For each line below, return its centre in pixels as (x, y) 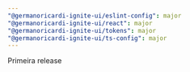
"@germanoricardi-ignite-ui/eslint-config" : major (95, 16)
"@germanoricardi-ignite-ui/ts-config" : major (87, 38)
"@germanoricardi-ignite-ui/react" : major (80, 23)
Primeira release (35, 61)
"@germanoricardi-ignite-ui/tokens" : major (82, 30)
